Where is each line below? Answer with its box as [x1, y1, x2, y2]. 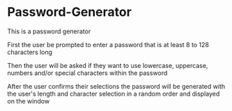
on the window [7, 96, 50, 105]
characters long [7, 48, 53, 56]
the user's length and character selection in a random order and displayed [7, 89, 220, 98]
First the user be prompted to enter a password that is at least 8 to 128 [7, 40, 209, 49]
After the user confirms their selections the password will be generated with [7, 82, 226, 90]
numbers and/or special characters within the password [7, 69, 168, 77]
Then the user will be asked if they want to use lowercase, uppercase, [7, 61, 208, 69]
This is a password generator [7, 27, 91, 35]
